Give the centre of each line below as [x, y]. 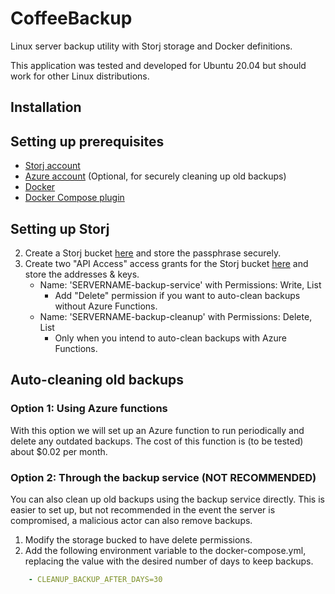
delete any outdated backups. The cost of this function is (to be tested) [157, 441]
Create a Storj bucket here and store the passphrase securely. [153, 253]
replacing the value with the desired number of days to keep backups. [169, 561]
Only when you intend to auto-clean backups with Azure [170, 338]
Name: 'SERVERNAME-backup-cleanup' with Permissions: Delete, [176, 316]
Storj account [52, 166]
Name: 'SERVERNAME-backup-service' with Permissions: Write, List [180, 284]
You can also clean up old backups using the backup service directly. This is [167, 499]
